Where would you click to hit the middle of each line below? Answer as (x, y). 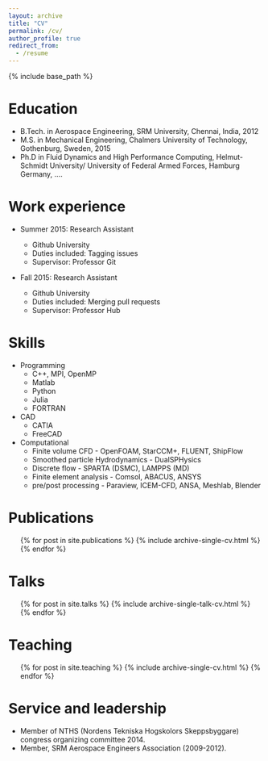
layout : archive (35, 16)
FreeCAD (47, 433)
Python (44, 391)
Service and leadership (87, 708)
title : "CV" (28, 23)
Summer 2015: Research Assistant (77, 229)
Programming (43, 365)
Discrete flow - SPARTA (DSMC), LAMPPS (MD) (111, 468)
